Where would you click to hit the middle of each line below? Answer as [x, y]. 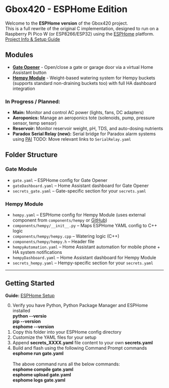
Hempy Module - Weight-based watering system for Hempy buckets [84, 78]
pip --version [27, 321]
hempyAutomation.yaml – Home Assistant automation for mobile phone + [86, 247]
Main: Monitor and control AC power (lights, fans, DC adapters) [78, 113]
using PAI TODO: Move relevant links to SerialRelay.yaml [72, 139]
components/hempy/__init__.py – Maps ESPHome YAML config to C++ [85, 226]
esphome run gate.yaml [38, 353]
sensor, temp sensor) [34, 123]
